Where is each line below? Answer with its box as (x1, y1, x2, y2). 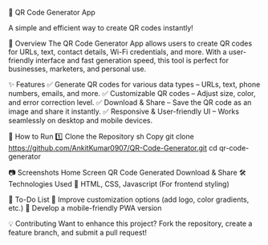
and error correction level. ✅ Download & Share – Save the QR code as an (8, 98, 252, 107)
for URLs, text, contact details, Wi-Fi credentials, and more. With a (8, 47, 227, 56)
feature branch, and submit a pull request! (8, 228, 147, 237)
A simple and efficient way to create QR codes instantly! (8, 23, 194, 32)
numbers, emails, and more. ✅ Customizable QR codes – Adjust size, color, (8, 89, 256, 98)
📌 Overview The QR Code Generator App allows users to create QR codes (8, 38, 253, 48)
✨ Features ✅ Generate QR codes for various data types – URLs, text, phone (8, 80, 261, 89)
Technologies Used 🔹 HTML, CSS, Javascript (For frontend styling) (8, 179, 230, 188)
